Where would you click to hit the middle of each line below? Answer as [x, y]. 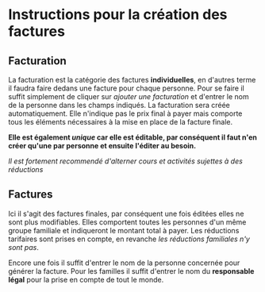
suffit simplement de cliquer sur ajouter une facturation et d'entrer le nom [129, 96]
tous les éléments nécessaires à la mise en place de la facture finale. [121, 122]
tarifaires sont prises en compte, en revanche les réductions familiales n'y [129, 239]
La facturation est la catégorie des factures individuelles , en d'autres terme [132, 80]
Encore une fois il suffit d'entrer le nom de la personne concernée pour [124, 263]
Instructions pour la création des [118, 15]
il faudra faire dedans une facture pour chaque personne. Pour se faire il [126, 88]
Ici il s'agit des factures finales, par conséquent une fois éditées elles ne [126, 213]
